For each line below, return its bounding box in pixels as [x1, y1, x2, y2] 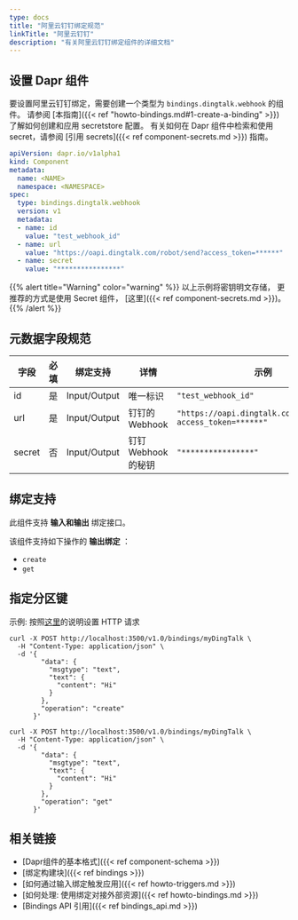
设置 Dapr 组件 [9, 73, 90, 88]
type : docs [9, 12, 50, 22]
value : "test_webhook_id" [25, 232, 122, 241]
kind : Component [9, 157, 69, 166]
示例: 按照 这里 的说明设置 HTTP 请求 [9, 616, 140, 627]
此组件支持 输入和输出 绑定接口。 [9, 517, 130, 527]
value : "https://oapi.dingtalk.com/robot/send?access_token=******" [25, 248, 284, 258]
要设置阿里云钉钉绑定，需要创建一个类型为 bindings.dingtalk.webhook [9, 99, 266, 109]
